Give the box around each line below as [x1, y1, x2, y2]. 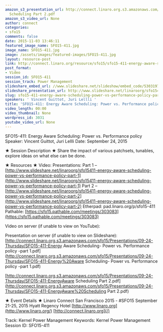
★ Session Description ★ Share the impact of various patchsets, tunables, [5, 147, 154, 153]
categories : [5, 25, 29, 30]
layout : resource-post [5, 57, 51, 62]
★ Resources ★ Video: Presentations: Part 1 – [5, 162, 97, 168]
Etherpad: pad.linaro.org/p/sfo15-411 [82, 203, 155, 209]
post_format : [5, 66, 32, 71]
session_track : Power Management [5, 79, 73, 84]
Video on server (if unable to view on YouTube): [5, 223, 100, 229]
